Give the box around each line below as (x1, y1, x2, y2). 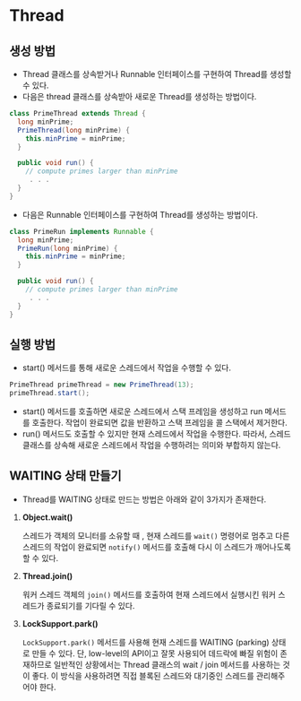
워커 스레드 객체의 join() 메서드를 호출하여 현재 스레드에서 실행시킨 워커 (21, 589, 276, 600)
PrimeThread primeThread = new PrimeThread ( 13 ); (9, 380, 194, 390)
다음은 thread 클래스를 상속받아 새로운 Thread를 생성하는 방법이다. (21, 91, 257, 101)
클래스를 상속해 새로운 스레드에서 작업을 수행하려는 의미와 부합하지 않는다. (21, 440, 281, 451)
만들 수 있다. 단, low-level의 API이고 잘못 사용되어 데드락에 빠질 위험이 (31, 647, 279, 659)
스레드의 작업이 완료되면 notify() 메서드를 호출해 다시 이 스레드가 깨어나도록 (21, 541, 291, 552)
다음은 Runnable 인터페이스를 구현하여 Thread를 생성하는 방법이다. (21, 209, 258, 220)
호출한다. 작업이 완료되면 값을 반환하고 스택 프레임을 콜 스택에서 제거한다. (31, 418, 288, 428)
